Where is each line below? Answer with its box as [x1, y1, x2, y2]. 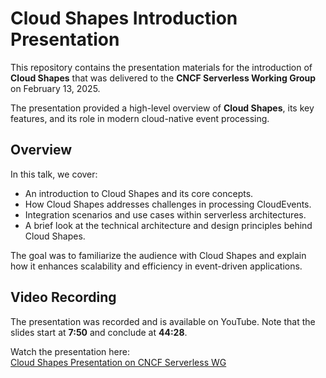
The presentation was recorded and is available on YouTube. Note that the [10, 315, 316, 327]
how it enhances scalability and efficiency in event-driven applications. [10, 260, 303, 272]
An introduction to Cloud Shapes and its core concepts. [24, 187, 254, 199]
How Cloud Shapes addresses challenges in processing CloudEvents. [24, 198, 312, 210]
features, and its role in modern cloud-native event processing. [10, 112, 270, 124]
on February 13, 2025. [10, 82, 101, 94]
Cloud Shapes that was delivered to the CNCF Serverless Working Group [10, 72, 317, 84]
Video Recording [10, 289, 117, 306]
